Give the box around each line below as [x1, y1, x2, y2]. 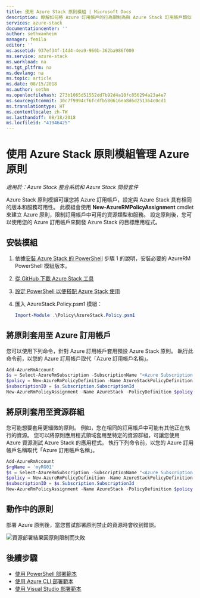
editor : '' [6, 42, 33, 48]
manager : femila [6, 36, 46, 42]
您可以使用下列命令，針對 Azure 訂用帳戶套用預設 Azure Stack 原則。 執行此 [6, 347, 193, 355]
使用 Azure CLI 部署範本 [14, 578, 74, 585]
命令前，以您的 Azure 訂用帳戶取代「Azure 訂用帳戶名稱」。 [6, 355, 152, 362]
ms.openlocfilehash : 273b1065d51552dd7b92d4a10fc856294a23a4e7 [6, 92, 167, 98]
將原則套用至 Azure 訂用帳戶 [6, 330, 111, 341]
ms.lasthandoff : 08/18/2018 [6, 114, 76, 120]
